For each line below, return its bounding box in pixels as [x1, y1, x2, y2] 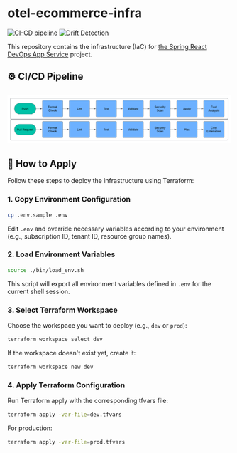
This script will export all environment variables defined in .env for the [7, 279, 211, 288]
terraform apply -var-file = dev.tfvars [7, 411, 122, 418]
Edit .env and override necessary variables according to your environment [7, 224, 225, 233]
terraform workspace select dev [7, 335, 103, 343]
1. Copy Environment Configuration [7, 194, 131, 204]
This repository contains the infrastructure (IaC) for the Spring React [7, 42, 207, 51]
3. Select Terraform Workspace [7, 305, 118, 315]
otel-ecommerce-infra [7, 5, 143, 21]
